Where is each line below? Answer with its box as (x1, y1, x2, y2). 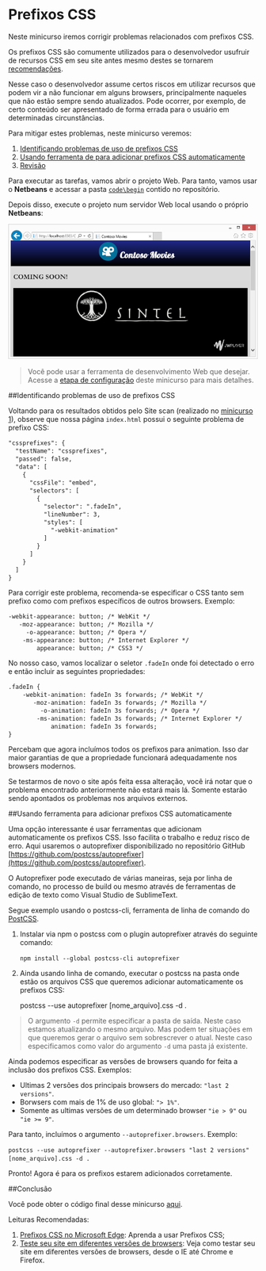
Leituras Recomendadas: (8, 1215, 89, 1224)
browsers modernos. (8, 761, 77, 771)
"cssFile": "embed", (28, 478, 97, 487)
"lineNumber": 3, (43, 510, 101, 519)
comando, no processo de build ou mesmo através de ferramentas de (8, 882, 236, 891)
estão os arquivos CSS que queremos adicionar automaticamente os (19, 977, 244, 986)
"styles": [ (43, 518, 83, 526)
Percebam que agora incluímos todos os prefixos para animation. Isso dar (8, 744, 249, 754)
